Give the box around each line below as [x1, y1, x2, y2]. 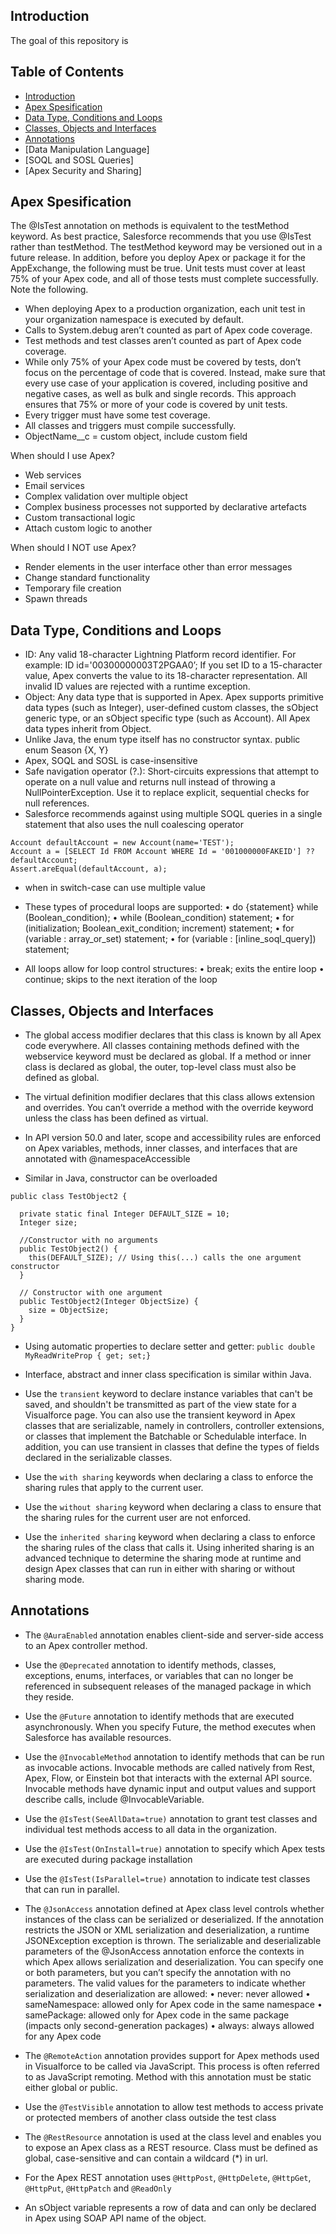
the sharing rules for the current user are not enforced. [24, 1512, 252, 1524]
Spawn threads [24, 593, 88, 605]
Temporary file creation [24, 582, 122, 594]
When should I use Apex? [10, 450, 116, 462]
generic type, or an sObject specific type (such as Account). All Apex [24, 712, 311, 724]
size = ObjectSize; [28, 1305, 110, 1316]
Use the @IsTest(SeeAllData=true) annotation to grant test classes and [24, 1812, 318, 1824]
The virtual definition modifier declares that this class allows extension [24, 1091, 316, 1103]
